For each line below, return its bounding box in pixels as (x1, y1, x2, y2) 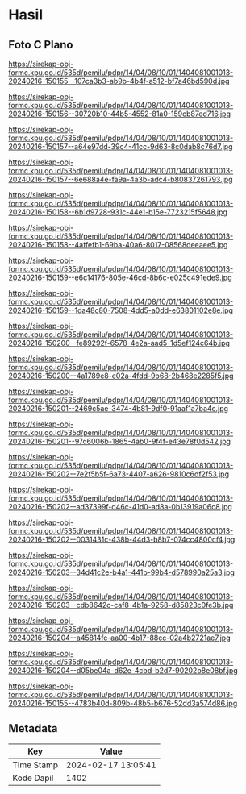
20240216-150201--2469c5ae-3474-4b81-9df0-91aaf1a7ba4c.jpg (8, 404, 228, 413)
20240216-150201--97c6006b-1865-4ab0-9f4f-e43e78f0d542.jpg (8, 437, 231, 446)
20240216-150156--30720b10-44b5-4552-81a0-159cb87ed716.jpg (8, 109, 231, 118)
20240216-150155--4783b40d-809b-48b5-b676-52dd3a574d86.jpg (8, 699, 238, 708)
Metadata (8, 721, 58, 735)
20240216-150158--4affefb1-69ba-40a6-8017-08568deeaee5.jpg (8, 240, 228, 249)
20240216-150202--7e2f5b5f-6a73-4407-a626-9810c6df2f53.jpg (8, 469, 230, 479)
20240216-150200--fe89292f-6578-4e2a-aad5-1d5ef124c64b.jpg (8, 339, 230, 347)
